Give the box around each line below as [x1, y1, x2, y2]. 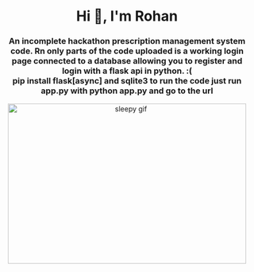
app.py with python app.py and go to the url [40, 85, 214, 96]
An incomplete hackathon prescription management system [8, 36, 246, 47]
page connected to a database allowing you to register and [11, 56, 243, 67]
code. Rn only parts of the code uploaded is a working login [10, 45, 244, 56]
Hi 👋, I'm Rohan [75, 7, 179, 25]
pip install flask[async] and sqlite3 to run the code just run [12, 76, 242, 87]
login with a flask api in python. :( [62, 65, 192, 76]
